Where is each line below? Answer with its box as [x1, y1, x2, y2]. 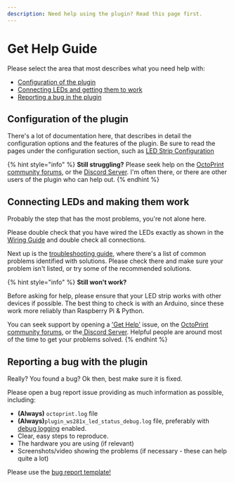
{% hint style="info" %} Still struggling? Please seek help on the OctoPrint [7, 160, 224, 169]
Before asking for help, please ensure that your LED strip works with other [7, 292, 222, 300]
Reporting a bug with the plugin [7, 355, 148, 367]
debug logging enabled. [17, 424, 87, 432]
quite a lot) [17, 454, 49, 463]
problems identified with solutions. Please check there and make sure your [7, 257, 223, 265]
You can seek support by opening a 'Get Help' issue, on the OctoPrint [7, 320, 209, 329]
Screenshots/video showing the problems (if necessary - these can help [17, 447, 227, 455]
